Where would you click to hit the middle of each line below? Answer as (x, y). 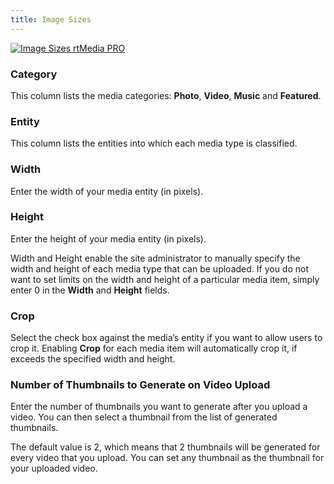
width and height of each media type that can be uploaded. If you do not (160, 268)
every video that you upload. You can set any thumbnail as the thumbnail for (167, 458)
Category (34, 74)
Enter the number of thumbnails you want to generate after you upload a (159, 407)
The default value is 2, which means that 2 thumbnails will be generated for (165, 447)
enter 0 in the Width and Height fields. (90, 290)
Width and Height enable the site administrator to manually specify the (155, 258)
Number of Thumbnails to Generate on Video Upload (140, 385)
